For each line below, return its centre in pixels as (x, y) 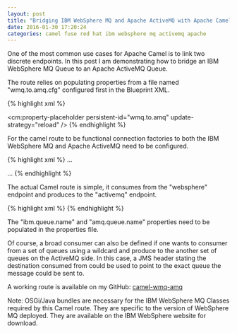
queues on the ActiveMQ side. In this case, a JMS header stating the (107, 258)
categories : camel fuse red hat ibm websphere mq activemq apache (107, 34)
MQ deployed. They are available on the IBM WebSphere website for (107, 316)
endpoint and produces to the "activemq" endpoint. (82, 194)
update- (182, 117)
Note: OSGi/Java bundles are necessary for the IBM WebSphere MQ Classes (119, 300)
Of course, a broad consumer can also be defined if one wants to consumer (117, 243)
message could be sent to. (46, 274)
